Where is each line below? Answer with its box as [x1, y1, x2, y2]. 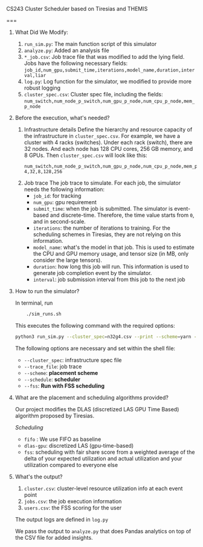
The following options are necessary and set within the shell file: [14, 345, 176, 352]
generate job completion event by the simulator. [33, 270, 152, 276]
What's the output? [14, 472, 63, 480]
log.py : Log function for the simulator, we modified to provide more [24, 78, 192, 85]
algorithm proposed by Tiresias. [14, 412, 95, 419]
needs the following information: [24, 186, 105, 193]
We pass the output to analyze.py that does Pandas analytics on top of [14, 527, 192, 535]
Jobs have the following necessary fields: [24, 60, 128, 67]
